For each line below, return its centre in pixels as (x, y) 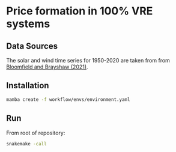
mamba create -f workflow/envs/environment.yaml (68, 99)
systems (28, 24)
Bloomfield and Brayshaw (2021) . (47, 67)
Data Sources (32, 46)
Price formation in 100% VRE (80, 11)
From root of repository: (36, 133)
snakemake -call (26, 144)
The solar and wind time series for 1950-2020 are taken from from (88, 60)
